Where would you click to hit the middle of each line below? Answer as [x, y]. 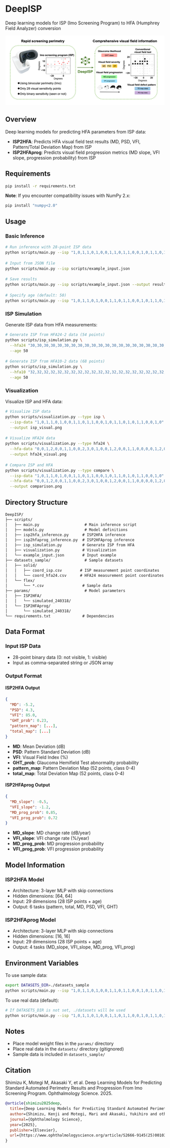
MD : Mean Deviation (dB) [39, 746]
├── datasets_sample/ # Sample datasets [64, 561]
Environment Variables [42, 963]
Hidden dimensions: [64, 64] [42, 896]
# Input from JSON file [30, 263]
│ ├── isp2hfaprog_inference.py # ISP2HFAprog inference [70, 540]
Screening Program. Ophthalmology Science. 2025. [59, 1093]
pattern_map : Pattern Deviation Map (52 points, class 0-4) [74, 768]
